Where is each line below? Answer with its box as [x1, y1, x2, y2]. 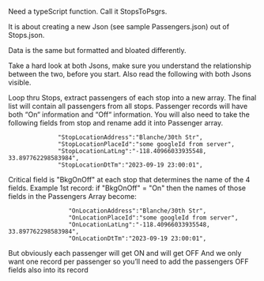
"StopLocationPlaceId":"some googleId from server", [58, 140, 236, 148]
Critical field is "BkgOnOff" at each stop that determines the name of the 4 [8, 175, 251, 184]
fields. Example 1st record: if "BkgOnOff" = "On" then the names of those [8, 183, 247, 193]
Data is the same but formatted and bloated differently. [8, 46, 187, 54]
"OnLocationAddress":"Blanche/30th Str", [68, 207, 207, 215]
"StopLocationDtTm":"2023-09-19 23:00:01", [58, 161, 203, 169]
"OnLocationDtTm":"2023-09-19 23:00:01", [68, 234, 207, 242]
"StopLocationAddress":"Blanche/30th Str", [58, 133, 203, 141]
